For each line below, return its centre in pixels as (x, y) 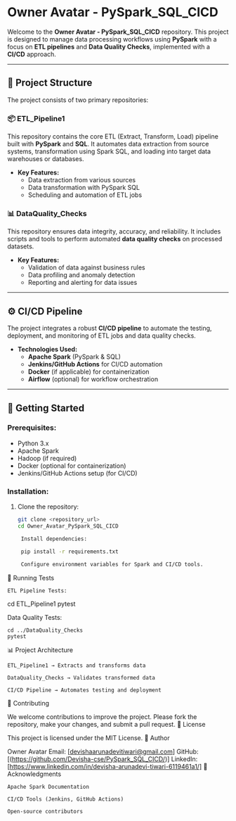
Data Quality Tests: (35, 617)
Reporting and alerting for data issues (83, 283)
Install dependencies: (54, 539)
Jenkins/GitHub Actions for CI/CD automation (95, 364)
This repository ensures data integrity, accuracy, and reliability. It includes (114, 231)
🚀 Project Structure (50, 83)
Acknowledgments (34, 774)
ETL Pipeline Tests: (38, 591)
